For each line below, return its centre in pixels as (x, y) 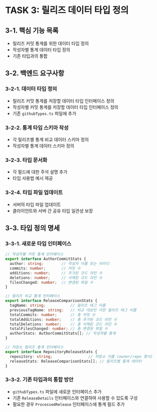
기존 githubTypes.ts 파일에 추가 (44, 113)
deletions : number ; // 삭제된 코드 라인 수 (56, 278)
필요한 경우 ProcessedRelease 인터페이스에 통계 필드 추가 (68, 404)
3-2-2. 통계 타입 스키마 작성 (37, 128)
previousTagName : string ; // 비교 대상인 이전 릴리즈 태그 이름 (73, 310)
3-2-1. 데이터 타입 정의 (31, 89)
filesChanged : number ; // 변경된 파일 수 (52, 282)
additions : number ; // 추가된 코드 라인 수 (56, 273)
